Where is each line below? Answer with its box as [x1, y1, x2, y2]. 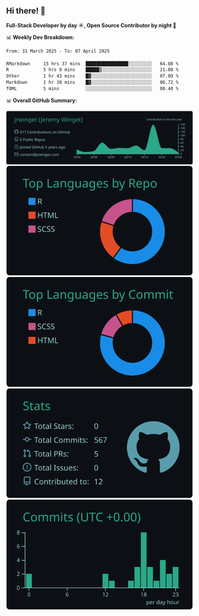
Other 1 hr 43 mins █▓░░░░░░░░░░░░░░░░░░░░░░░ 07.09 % [6, 73, 179, 79]
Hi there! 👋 [6, 6, 46, 16]
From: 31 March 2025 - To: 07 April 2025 [6, 48, 110, 54]
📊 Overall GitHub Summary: [6, 96, 78, 104]
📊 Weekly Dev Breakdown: [6, 33, 75, 40]
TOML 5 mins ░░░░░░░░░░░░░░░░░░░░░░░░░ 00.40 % [6, 86, 179, 92]
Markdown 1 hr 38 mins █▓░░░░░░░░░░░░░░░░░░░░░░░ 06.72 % [6, 80, 179, 86]
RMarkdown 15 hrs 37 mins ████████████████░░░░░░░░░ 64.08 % [6, 61, 179, 67]
